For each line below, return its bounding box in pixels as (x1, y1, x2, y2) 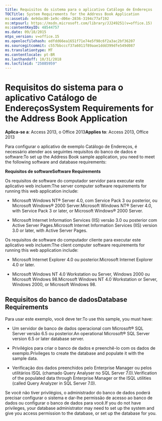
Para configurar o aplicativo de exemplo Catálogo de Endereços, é (5, 144, 137, 149)
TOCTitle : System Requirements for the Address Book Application (5, 12, 139, 16)
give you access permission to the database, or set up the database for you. (5, 410, 157, 416)
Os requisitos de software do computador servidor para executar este (5, 178, 144, 184)
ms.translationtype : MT (5, 48, 53, 52)
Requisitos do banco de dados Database (5, 295, 127, 304)
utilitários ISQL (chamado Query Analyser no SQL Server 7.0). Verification (12, 370, 157, 376)
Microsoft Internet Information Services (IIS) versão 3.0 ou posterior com (12, 217, 157, 223)
